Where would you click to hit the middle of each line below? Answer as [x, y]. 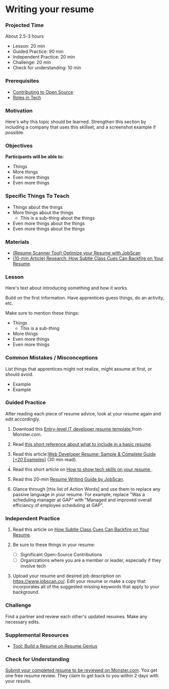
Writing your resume [50, 9]
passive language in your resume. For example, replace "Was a [79, 494]
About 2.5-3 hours [25, 36]
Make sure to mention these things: [42, 313]
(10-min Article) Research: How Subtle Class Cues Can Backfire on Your [88, 258]
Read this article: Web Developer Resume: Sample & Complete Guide [84, 454]
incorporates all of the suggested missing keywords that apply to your [86, 587]
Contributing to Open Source [43, 92]
